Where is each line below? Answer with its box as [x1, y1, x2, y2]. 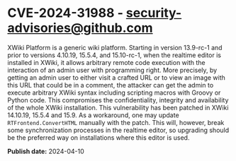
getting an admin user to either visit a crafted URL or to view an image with [7, 73, 225, 82]
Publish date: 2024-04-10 [7, 147, 84, 155]
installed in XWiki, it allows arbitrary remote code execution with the [7, 58, 206, 66]
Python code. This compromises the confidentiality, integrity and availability [7, 95, 229, 104]
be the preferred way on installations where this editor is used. [7, 133, 190, 142]
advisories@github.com [7, 20, 154, 36]
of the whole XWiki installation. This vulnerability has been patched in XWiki [7, 103, 229, 112]
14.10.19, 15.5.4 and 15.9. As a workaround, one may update [7, 111, 179, 119]
